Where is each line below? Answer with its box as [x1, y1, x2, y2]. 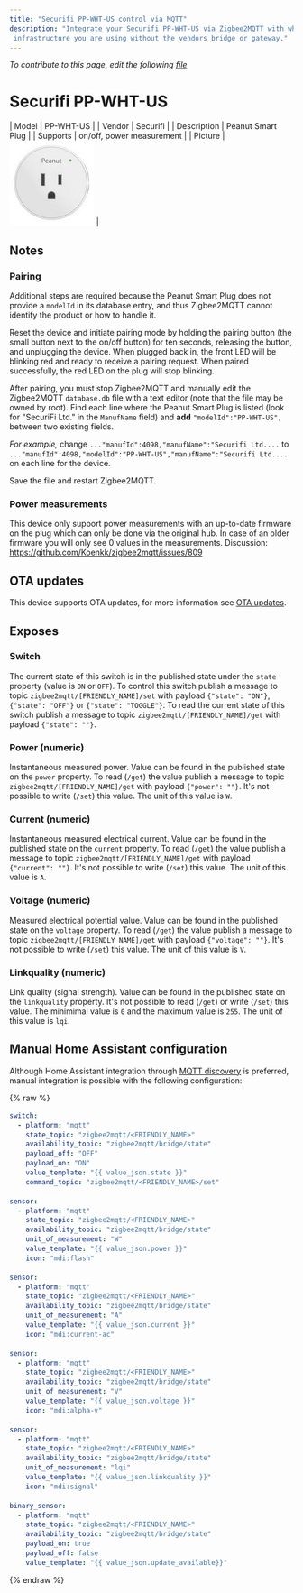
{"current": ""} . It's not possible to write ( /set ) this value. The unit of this [9, 862, 287, 873]
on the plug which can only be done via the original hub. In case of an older [9, 528, 290, 539]
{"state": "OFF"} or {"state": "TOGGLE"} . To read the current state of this [9, 699, 286, 710]
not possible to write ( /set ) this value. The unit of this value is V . [9, 944, 247, 954]
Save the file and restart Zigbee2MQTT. [9, 475, 156, 486]
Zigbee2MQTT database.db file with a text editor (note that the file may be [9, 392, 284, 403]
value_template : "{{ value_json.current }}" [25, 1321, 196, 1330]
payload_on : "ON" [25, 1159, 91, 1168]
